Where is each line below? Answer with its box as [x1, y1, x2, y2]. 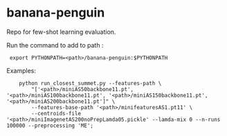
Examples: [6, 66, 36, 75]
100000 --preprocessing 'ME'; [6, 122, 94, 129]
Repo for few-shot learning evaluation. [6, 28, 116, 36]
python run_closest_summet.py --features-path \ [19, 79, 162, 87]
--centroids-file [31, 110, 81, 117]
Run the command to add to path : [6, 41, 104, 49]
